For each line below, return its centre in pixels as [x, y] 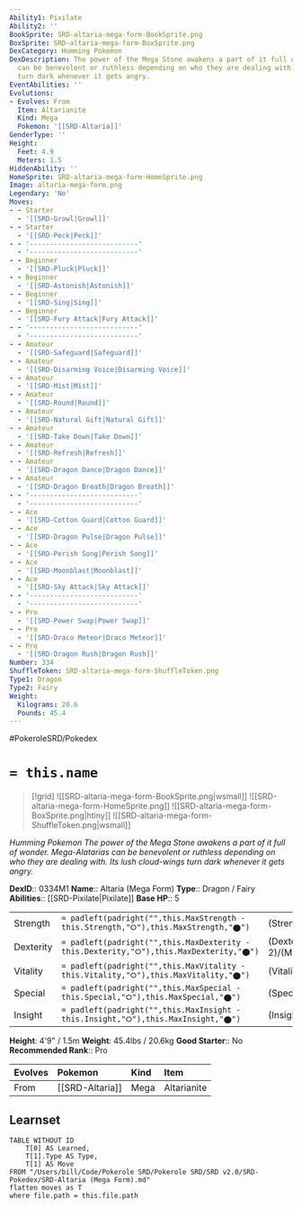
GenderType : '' [38, 135]
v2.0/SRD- [240, 1172]
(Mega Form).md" [120, 1180]
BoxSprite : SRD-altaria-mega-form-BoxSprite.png [102, 43]
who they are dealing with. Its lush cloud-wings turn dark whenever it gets [147, 862]
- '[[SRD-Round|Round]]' [64, 403]
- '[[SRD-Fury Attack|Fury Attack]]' [88, 319]
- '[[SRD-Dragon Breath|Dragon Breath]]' [96, 486]
